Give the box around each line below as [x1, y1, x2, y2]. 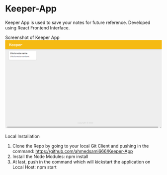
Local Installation [5, 133, 40, 139]
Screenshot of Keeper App [5, 34, 60, 40]
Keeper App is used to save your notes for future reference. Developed [5, 19, 151, 25]
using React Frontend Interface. [5, 24, 70, 30]
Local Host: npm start [12, 164, 57, 170]
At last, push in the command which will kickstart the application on [12, 159, 151, 165]
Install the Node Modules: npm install [12, 153, 88, 160]
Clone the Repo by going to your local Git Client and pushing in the [12, 143, 149, 149]
